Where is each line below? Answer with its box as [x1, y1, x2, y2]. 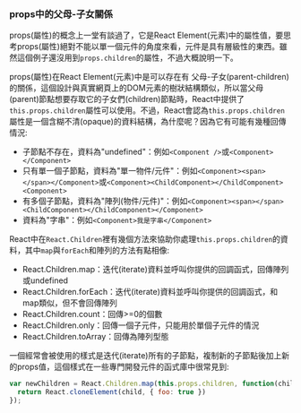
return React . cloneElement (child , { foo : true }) [17, 388, 206, 397]
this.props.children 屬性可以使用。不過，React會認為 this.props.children [9, 105, 285, 116]
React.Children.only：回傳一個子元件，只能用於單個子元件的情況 [21, 320, 260, 331]
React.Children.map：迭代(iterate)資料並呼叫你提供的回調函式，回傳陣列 [21, 264, 289, 275]
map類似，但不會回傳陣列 [21, 297, 118, 308]
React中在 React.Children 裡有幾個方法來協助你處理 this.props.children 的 [9, 234, 280, 245]
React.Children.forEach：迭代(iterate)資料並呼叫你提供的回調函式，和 [21, 287, 279, 297]
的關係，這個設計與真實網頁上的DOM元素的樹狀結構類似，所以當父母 [9, 82, 264, 93]
